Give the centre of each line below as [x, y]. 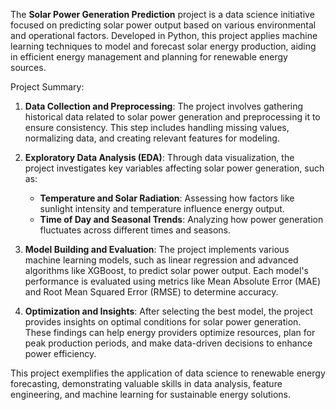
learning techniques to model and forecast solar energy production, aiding [163, 46]
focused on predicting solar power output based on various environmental [163, 25]
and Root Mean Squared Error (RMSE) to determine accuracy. [151, 292]
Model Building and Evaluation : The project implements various [157, 249]
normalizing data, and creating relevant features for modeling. [152, 138]
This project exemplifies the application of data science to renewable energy [168, 373]
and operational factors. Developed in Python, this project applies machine [164, 35]
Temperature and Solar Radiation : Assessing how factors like [167, 198]
